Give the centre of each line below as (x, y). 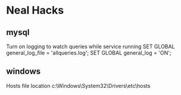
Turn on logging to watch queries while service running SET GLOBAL (90, 46)
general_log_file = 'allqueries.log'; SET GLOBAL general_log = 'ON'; (89, 53)
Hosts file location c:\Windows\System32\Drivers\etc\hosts (78, 85)
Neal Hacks (35, 10)
